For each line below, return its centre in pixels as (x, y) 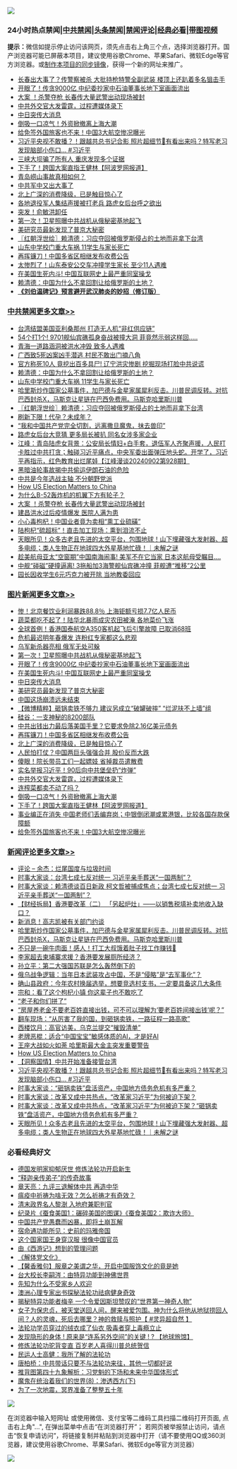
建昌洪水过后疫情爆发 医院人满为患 (68, 512)
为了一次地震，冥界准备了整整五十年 (70, 1390)
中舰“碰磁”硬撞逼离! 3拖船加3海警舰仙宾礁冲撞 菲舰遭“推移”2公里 (112, 565)
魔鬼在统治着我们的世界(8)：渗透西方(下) (77, 1381)
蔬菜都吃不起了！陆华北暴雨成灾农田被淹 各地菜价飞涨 (96, 620)
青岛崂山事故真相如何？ (51, 177)
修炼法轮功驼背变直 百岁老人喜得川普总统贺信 (83, 1345)
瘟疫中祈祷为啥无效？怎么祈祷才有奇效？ (76, 1196)
